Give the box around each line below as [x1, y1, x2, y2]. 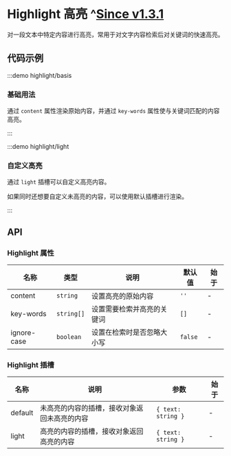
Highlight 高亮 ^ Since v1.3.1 [7, 6, 164, 22]
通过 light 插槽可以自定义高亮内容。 [7, 178, 111, 186]
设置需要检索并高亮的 [91, 304, 161, 314]
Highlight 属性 [7, 248, 55, 258]
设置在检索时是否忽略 [91, 328, 161, 338]
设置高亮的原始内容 [91, 291, 154, 301]
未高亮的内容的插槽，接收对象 [40, 404, 137, 413]
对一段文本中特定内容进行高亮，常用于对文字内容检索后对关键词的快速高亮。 [7, 30, 224, 39]
